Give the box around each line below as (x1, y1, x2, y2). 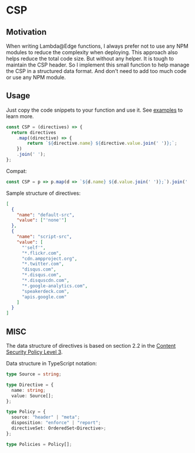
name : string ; (11, 387, 46, 393)
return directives (11, 129, 57, 135)
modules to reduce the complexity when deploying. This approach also (6, 49, 178, 56)
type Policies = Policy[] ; (6, 441, 72, 447)
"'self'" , (21, 245, 46, 251)
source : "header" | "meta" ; (11, 414, 80, 421)
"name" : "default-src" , (16, 212, 75, 218)
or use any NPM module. (6, 74, 66, 81)
